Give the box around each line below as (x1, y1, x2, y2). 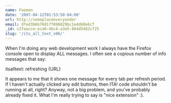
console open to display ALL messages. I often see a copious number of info (5, 50, 166, 57)
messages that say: (5, 56, 46, 62)
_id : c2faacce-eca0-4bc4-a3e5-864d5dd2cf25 (5, 27, 100, 32)
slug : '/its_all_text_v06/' (5, 31, 65, 36)
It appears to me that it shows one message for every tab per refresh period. (5, 76, 166, 82)
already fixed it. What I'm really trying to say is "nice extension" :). (5, 92, 144, 98)
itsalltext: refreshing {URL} (5, 66, 61, 72)
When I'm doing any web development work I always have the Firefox (5, 45, 152, 51)
